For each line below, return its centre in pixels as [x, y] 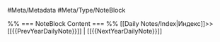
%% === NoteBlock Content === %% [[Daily [73, 23]
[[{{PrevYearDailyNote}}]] [45, 31]
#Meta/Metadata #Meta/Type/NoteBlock [66, 10]
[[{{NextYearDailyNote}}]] [125, 31]
